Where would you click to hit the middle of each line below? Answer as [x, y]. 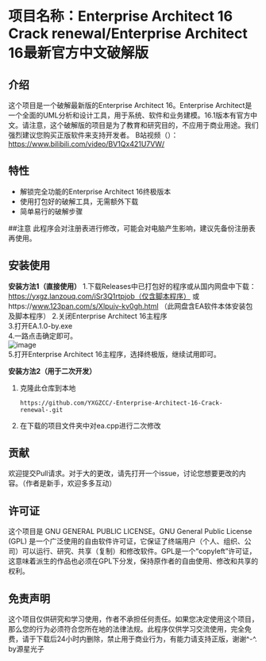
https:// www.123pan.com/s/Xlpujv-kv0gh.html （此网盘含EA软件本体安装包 [131, 306]
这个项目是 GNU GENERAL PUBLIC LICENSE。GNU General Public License [130, 532]
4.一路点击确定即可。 [43, 336]
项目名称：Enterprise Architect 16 [120, 16]
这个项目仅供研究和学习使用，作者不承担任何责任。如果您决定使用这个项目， [133, 619]
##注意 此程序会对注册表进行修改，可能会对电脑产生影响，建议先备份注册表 [132, 228]
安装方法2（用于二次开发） [52, 371]
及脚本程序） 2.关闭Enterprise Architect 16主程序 [88, 316]
